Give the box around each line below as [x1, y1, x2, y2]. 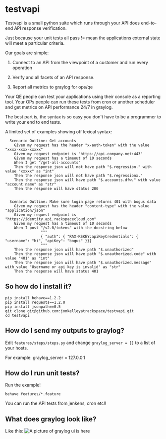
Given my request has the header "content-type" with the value [14, 203, 150, 208]
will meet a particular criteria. [5, 40, 65, 46]
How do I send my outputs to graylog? [5, 327, 125, 335]
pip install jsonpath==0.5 [5, 304, 61, 309]
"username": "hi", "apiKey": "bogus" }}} [5, 238, 92, 243]
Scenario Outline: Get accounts [9, 138, 77, 143]
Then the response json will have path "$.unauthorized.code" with [14, 251, 156, 257]
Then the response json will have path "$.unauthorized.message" [14, 260, 152, 265]
